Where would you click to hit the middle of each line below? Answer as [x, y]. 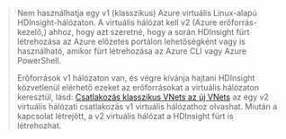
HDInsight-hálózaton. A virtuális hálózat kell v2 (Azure [117, 22]
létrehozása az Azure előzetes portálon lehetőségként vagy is [131, 41]
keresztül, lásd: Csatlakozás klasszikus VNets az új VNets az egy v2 [143, 97]
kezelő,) [31, 32]
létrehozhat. [39, 126]
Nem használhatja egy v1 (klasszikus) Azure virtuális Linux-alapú [137, 13]
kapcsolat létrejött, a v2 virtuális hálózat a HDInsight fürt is [125, 116]
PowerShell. [39, 61]
